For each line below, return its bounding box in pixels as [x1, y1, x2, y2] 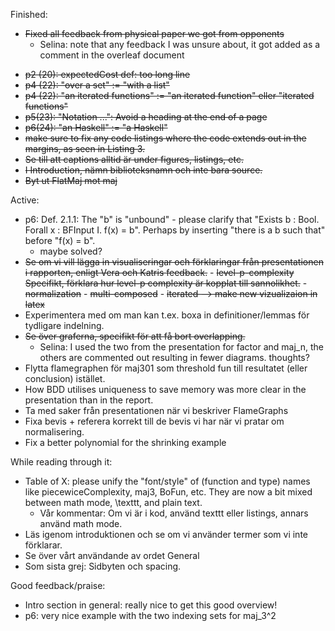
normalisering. [24, 426, 85, 438]
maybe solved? [39, 245, 103, 257]
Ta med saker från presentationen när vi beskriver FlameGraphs [24, 405, 289, 416]
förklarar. [24, 539, 63, 551]
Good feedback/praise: [10, 580, 106, 591]
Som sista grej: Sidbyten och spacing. [24, 560, 182, 572]
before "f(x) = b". [24, 235, 96, 246]
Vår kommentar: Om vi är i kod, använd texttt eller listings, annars [39, 507, 309, 519]
